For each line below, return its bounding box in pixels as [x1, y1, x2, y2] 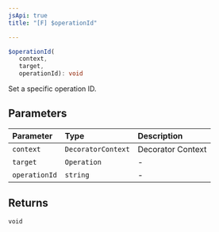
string [64, 170, 90, 179]
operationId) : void [18, 70, 83, 78]
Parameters [8, 107, 67, 120]
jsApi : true [8, 11, 48, 20]
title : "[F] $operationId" [8, 19, 98, 27]
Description [137, 130, 183, 141]
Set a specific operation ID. [8, 84, 97, 93]
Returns [8, 196, 49, 210]
